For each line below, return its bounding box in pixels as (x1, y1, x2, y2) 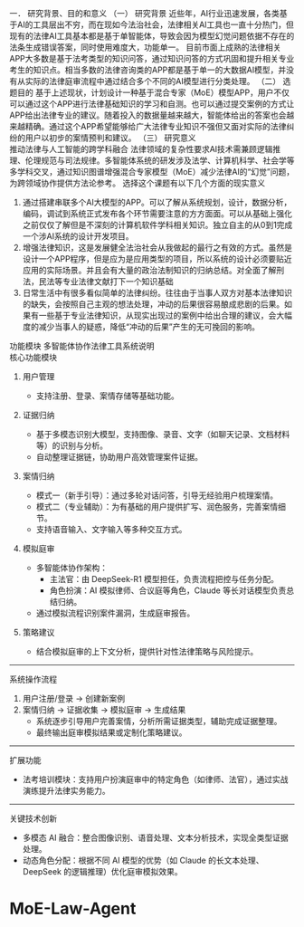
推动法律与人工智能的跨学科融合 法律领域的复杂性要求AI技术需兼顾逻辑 (9, 144, 273, 154)
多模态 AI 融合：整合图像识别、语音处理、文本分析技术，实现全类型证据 (22, 832, 290, 843)
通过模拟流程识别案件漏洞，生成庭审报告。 (35, 607, 195, 618)
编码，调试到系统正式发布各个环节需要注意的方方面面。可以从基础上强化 (22, 208, 292, 219)
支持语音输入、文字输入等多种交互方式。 (35, 524, 187, 534)
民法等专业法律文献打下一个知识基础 (38, 276, 174, 287)
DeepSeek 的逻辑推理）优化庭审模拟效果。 (22, 866, 183, 876)
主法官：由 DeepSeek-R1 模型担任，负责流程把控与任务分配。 (49, 574, 279, 584)
